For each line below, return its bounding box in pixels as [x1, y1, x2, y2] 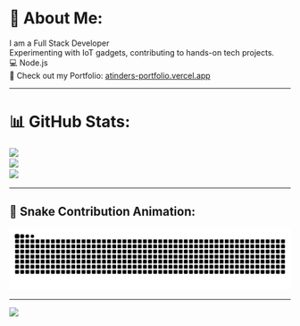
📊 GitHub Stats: [9, 112, 131, 133]
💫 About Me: [9, 8, 104, 29]
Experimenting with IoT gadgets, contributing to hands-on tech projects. [9, 47, 275, 57]
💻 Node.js [9, 57, 48, 68]
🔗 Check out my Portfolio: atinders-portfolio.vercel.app [9, 70, 212, 81]
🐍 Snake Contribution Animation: [9, 204, 196, 219]
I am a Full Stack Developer [9, 38, 110, 48]
